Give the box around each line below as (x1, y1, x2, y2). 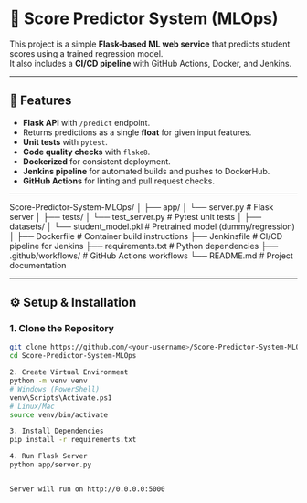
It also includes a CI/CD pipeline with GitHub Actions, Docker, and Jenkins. (9, 58, 292, 68)
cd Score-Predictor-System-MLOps (9, 351, 137, 361)
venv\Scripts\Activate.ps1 (9, 393, 112, 403)
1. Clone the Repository (9, 322, 114, 335)
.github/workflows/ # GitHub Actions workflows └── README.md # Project (9, 250, 294, 261)
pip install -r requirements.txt (9, 435, 137, 445)
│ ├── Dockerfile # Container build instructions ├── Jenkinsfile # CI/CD (9, 230, 283, 241)
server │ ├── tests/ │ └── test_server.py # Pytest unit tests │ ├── (9, 211, 262, 222)
